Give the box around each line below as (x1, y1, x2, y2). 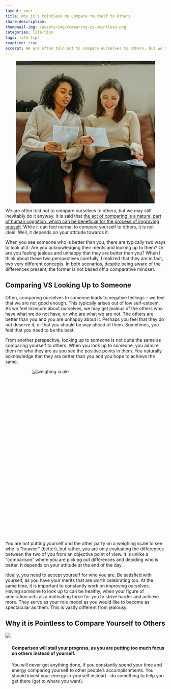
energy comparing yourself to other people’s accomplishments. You (12, 667, 154, 673)
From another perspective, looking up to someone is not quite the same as (5, 337, 161, 343)
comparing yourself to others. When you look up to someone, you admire (5, 342, 159, 348)
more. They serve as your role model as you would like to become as (5, 599, 150, 605)
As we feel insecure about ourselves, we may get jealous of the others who (5, 305, 163, 311)
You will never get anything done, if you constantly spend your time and (12, 661, 162, 668)
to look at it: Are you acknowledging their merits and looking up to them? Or (5, 244, 164, 250)
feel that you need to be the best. (5, 327, 75, 333)
